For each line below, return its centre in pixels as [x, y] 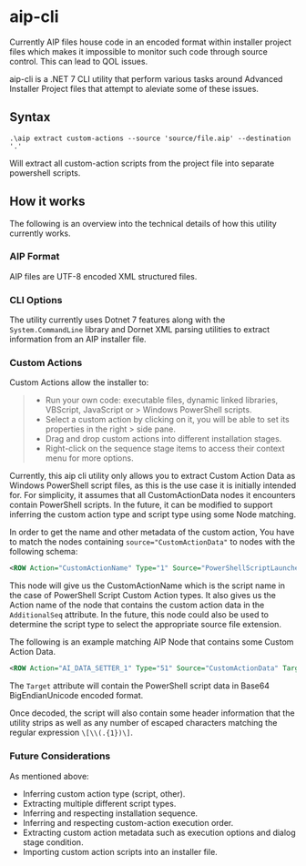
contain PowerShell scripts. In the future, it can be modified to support [141, 505]
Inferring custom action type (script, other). [104, 793]
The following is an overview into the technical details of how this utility [143, 223]
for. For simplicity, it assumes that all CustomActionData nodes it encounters [153, 495]
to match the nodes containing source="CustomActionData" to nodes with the [153, 542]
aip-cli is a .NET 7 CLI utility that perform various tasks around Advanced [146, 78]
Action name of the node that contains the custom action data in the [137, 605]
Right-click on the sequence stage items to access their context [165, 449]
